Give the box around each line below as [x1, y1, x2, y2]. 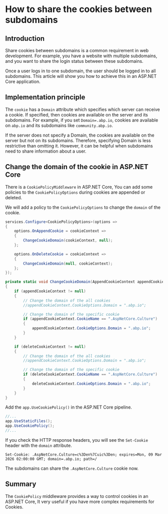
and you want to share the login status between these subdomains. [5, 58, 143, 64]
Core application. [5, 79, 41, 84]
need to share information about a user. [5, 148, 86, 154]
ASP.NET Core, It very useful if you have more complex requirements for [5, 498, 154, 504]
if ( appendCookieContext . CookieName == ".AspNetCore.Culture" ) [23, 316, 157, 322]
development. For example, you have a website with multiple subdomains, [5, 53, 157, 59]
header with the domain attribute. [5, 442, 72, 448]
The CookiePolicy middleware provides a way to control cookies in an [5, 493, 148, 499]
